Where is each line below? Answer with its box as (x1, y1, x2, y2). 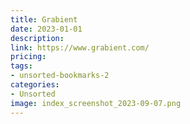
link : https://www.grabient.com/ (10, 42, 150, 53)
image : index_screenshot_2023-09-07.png (10, 98, 182, 108)
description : (10, 33, 65, 43)
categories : (10, 80, 60, 90)
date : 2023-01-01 (10, 24, 83, 34)
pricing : (10, 52, 47, 62)
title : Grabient (10, 14, 78, 25)
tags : (10, 61, 33, 71)
